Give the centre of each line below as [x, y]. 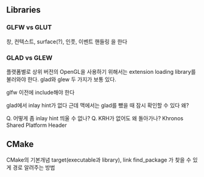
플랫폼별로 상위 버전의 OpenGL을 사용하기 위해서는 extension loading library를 [101, 71]
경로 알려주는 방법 [34, 167]
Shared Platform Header [37, 125]
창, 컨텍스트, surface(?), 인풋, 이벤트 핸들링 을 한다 [67, 42]
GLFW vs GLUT [29, 27]
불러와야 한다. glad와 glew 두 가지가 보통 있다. [62, 79]
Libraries [23, 10]
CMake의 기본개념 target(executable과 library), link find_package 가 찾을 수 [99, 160]
